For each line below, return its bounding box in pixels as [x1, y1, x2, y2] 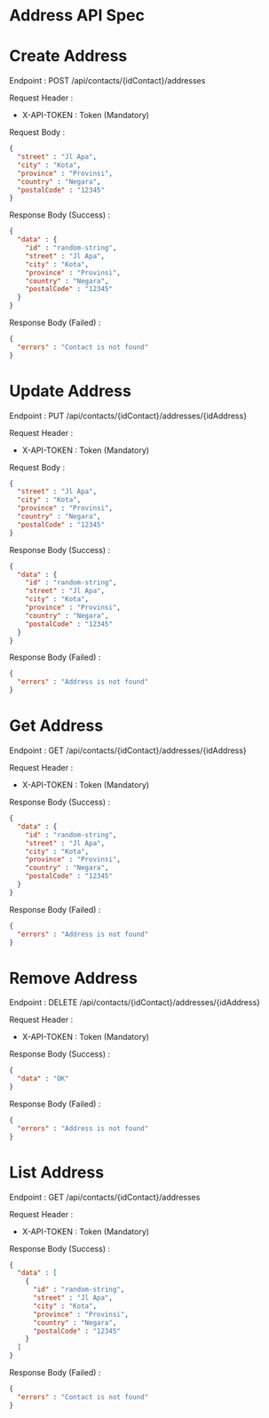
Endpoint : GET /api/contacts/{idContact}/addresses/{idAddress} [9, 745, 247, 756]
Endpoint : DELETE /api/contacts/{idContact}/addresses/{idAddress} [9, 997, 260, 1008]
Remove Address [9, 968, 138, 988]
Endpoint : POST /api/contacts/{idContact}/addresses [9, 75, 206, 86]
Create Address [9, 46, 128, 67]
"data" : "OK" [17, 1074, 69, 1083]
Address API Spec [9, 5, 145, 26]
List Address [9, 1162, 105, 1182]
